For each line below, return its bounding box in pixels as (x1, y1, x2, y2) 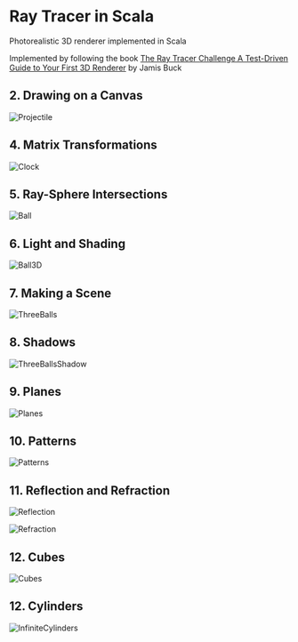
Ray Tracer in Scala (9, 6, 154, 27)
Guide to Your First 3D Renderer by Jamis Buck (9, 62, 182, 73)
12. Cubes (9, 550, 65, 565)
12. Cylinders (9, 598, 84, 614)
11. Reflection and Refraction (9, 483, 171, 498)
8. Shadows (9, 335, 77, 350)
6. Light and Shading (9, 236, 126, 251)
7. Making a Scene (9, 285, 112, 301)
